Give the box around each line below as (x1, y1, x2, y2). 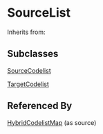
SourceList (7, 5, 71, 21)
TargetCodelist (7, 80, 50, 88)
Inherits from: (7, 28, 46, 36)
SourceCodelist (7, 66, 51, 74)
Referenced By (7, 100, 73, 112)
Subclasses (7, 48, 59, 60)
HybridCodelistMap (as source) (7, 118, 97, 126)
